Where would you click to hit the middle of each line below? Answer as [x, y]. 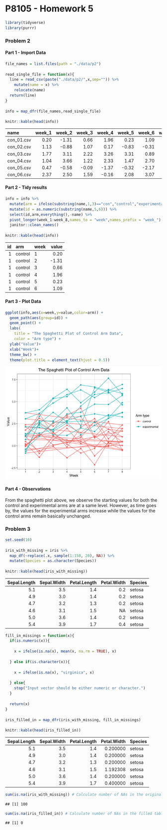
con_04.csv [19, 161]
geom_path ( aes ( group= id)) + [39, 318]
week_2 [64, 132]
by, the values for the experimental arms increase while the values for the [80, 510]
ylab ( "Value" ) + [25, 344]
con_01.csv [19, 140]
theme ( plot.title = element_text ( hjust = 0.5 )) [60, 360]
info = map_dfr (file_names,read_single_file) [53, 111]
